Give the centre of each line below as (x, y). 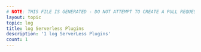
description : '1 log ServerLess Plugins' (59, 34)
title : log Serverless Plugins (45, 28)
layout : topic (24, 17)
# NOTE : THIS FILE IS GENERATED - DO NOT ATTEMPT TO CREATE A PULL (92, 12)
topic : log (20, 23)
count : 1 (17, 39)
